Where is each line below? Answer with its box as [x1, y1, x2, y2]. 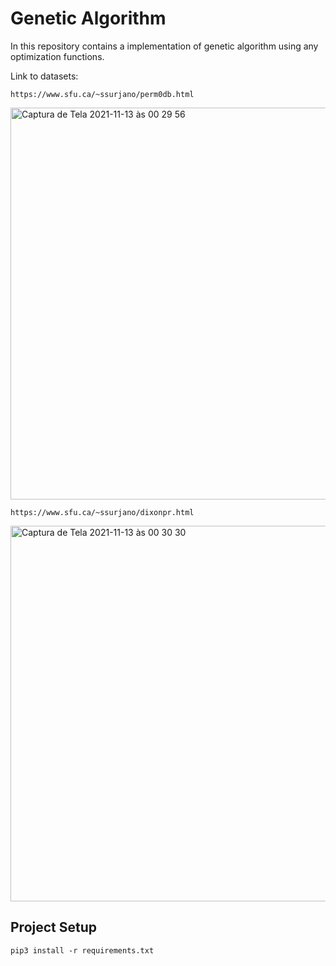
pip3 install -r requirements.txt [10, 945, 155, 956]
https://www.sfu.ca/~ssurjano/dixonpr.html [10, 507, 195, 517]
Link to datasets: [10, 70, 79, 82]
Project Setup [10, 919, 98, 936]
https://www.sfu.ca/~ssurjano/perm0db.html [10, 89, 195, 99]
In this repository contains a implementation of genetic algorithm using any [10, 40, 319, 52]
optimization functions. [10, 50, 105, 62]
